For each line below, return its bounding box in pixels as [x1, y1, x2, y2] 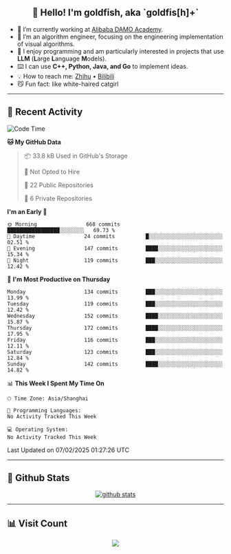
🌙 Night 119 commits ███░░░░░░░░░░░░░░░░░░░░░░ [7, 257, 223, 264]
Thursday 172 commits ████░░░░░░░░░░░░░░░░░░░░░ [7, 324, 223, 331]
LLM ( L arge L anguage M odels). [16, 54, 107, 63]
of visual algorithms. [16, 39, 76, 48]
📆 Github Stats [7, 472, 70, 484]
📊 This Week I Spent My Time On [7, 379, 104, 387]
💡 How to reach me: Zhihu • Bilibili [16, 72, 115, 80]
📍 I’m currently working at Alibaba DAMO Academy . [16, 25, 164, 33]
